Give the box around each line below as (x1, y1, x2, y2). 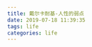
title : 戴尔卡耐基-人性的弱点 (7, 10, 85, 17)
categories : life (7, 29, 58, 37)
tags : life (7, 23, 39, 30)
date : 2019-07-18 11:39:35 (7, 17, 86, 23)
